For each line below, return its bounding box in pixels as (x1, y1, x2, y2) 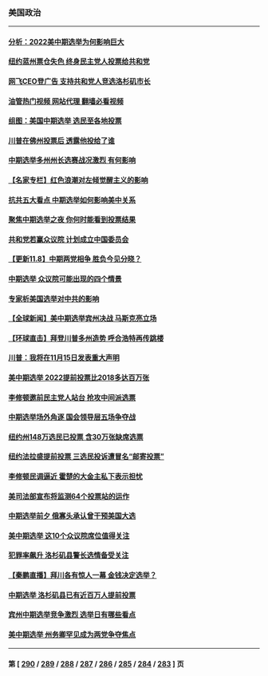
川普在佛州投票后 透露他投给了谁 (8, 136, 116, 145)
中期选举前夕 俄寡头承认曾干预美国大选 (8, 511, 136, 520)
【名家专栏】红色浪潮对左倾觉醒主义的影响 (8, 176, 148, 185)
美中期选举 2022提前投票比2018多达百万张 (8, 373, 150, 382)
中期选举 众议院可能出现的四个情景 (8, 274, 122, 284)
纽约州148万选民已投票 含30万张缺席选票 (8, 432, 144, 441)
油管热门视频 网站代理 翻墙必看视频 (8, 96, 124, 105)
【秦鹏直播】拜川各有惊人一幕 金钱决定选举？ (8, 570, 157, 579)
